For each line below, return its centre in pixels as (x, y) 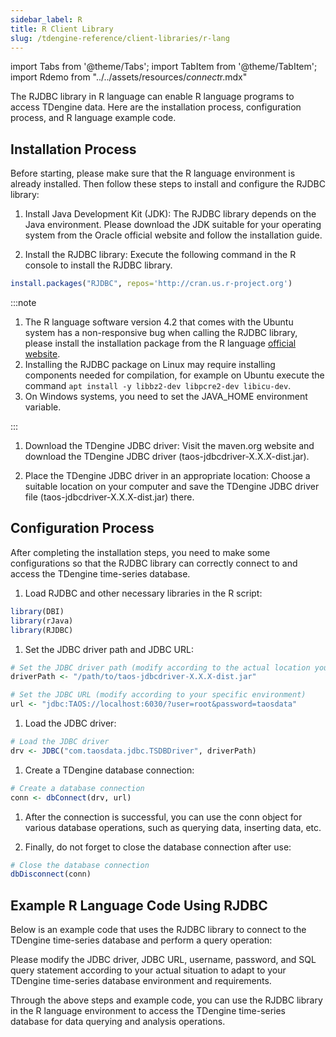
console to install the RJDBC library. (98, 265)
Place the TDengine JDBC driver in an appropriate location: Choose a (167, 476)
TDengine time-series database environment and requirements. (141, 981)
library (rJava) (42, 621)
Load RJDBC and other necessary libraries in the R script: (143, 593)
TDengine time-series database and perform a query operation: (141, 940)
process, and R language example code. (93, 118)
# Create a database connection (77, 788)
